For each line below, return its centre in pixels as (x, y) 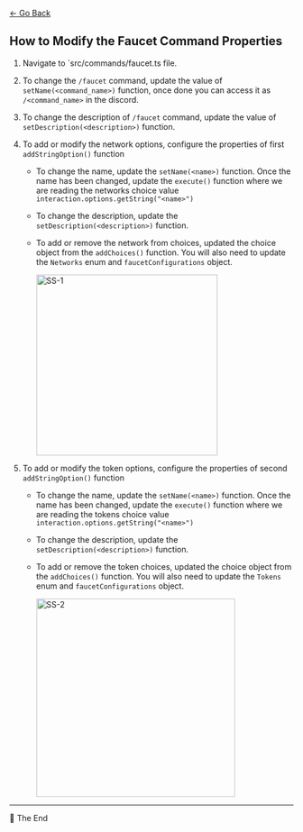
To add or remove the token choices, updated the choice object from (164, 566)
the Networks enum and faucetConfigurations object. (134, 261)
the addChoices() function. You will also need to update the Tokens (158, 576)
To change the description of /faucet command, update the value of (149, 117)
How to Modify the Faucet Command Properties (146, 41)
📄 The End (28, 818)
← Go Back (30, 13)
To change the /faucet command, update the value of (122, 80)
